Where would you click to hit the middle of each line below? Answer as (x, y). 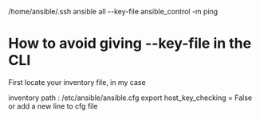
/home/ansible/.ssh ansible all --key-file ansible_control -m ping (113, 12)
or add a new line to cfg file (53, 106)
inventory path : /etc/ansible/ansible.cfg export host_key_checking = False (130, 98)
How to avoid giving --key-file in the (130, 44)
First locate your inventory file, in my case (77, 82)
